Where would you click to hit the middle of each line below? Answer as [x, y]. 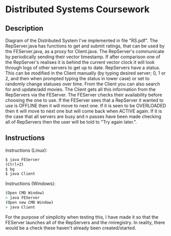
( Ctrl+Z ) [15, 164]
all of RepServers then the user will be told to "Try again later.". [71, 122]
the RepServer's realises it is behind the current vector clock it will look [80, 62]
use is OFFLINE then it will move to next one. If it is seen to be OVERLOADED [86, 105]
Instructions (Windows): [30, 184]
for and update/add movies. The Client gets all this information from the [80, 89]
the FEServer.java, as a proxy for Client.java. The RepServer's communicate [85, 51]
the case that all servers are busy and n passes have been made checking [83, 116]
